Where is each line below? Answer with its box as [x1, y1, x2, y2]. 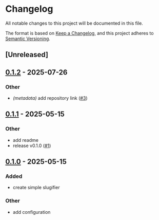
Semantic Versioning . [5, 35, 50, 42]
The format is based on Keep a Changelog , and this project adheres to [5, 30, 154, 36]
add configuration [12, 209, 51, 215]
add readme [12, 137, 38, 143]
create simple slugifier [12, 185, 60, 191]
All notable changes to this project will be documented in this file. [5, 20, 144, 26]
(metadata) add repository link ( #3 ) [12, 95, 88, 101]
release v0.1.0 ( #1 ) [12, 142, 51, 149]
